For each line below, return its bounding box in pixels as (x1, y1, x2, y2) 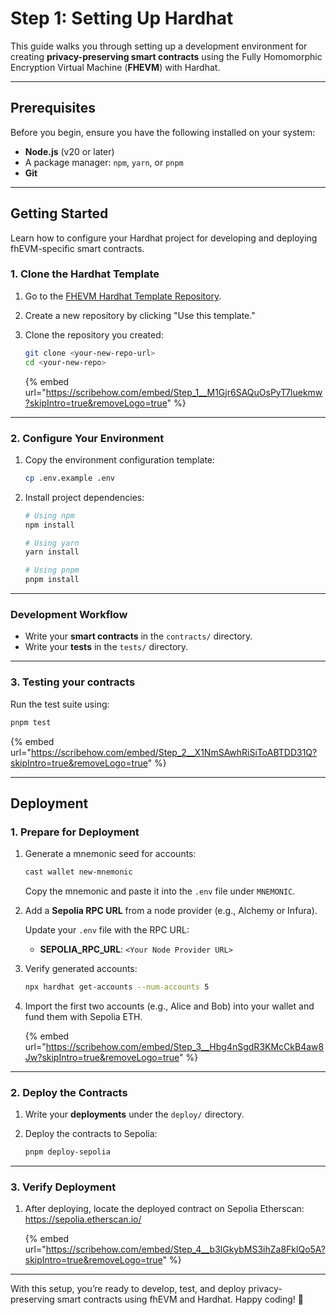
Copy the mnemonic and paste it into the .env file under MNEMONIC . (24, 885, 296, 897)
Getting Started (10, 205, 109, 222)
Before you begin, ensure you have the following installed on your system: (10, 126, 316, 138)
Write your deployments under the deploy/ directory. (24, 1108, 245, 1121)
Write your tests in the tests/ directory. (24, 641, 189, 653)
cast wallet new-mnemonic (24, 867, 133, 877)
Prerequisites (10, 100, 96, 117)
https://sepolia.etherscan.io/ (24, 1213, 142, 1226)
